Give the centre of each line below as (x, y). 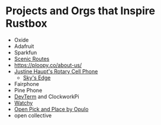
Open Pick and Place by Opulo (51, 109)
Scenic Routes (32, 59)
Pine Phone (28, 90)
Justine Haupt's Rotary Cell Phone (56, 71)
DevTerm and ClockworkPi (46, 97)
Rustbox (27, 23)
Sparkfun (25, 52)
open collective (33, 115)
